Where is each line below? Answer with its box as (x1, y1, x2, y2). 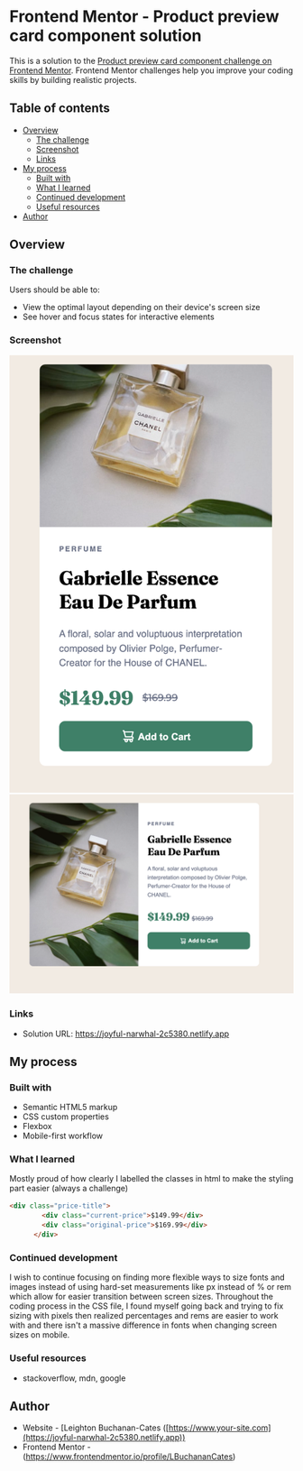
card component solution (9, 25, 202, 46)
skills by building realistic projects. (9, 74, 137, 85)
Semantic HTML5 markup (22, 1102, 118, 1113)
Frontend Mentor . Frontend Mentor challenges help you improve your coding (9, 65, 294, 76)
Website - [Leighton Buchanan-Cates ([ (22, 1422, 170, 1433)
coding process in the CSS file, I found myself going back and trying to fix (9, 1301, 284, 1311)
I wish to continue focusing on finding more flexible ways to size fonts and (9, 1272, 286, 1283)
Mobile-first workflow (22, 1130, 104, 1142)
